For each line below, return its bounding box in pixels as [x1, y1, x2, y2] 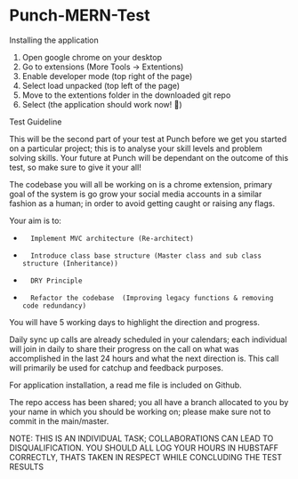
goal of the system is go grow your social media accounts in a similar [9, 188, 262, 199]
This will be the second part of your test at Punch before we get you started [9, 133, 287, 144]
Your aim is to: [9, 215, 62, 226]
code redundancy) [21, 301, 87, 310]
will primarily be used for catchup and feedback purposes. [9, 362, 224, 373]
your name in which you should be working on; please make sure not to [9, 406, 271, 417]
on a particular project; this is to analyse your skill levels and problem [9, 143, 262, 154]
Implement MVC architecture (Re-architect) [30, 234, 194, 243]
